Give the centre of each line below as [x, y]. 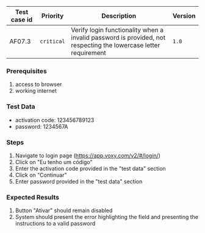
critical [52, 41]
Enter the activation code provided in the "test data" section [90, 168]
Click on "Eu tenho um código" [54, 162]
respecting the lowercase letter [116, 45]
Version [184, 16]
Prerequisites [27, 71]
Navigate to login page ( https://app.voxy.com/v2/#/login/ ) [88, 156]
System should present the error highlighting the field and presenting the [107, 217]
